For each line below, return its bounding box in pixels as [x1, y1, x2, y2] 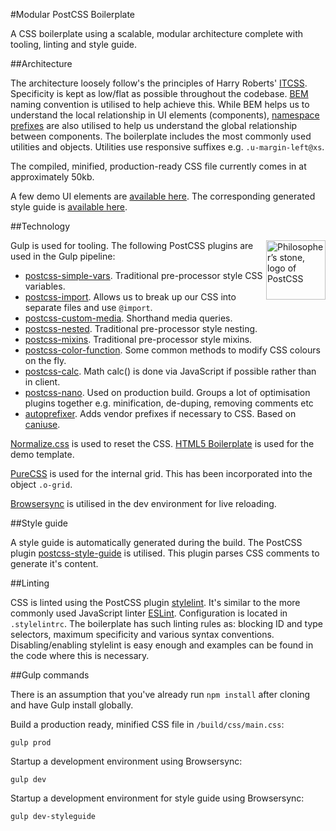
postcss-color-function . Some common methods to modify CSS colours [24, 344, 321, 356]
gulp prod [10, 738, 52, 748]
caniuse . [24, 419, 61, 430]
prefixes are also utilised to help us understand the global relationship [10, 120, 298, 131]
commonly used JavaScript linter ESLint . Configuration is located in [10, 607, 288, 619]
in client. [24, 376, 61, 388]
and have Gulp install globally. [10, 699, 134, 711]
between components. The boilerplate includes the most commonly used [10, 130, 312, 142]
